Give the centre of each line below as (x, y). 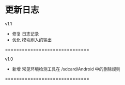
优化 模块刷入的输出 (32, 40)
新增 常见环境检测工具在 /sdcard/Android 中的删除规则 (66, 69)
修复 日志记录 (25, 34)
